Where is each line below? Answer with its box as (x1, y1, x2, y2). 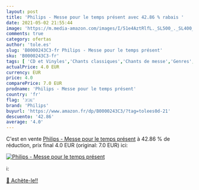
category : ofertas (6, 36, 52, 42)
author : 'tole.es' (6, 42, 52, 48)
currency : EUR (6, 69, 41, 75)
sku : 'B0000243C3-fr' (6, 53, 60, 59)
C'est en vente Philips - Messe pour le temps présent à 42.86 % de (6, 135, 171, 142)
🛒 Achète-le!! (6, 177, 38, 184)
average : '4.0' (6, 119, 44, 125)
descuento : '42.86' (6, 113, 54, 119)
